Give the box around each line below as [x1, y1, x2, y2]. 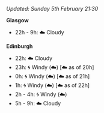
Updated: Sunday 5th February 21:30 [6, 5, 99, 12]
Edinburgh [6, 43, 33, 50]
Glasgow [6, 17, 29, 23]
